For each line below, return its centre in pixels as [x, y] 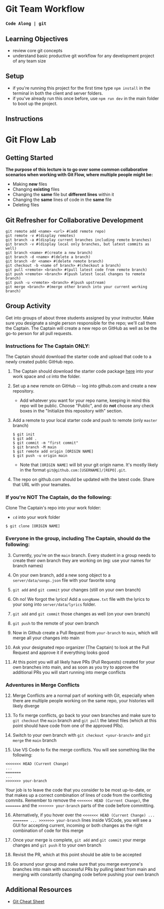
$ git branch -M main [34, 447]
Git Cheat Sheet [28, 901]
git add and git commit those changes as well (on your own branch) [81, 613]
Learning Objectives [37, 39]
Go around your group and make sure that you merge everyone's [78, 864]
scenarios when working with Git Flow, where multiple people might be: [79, 175]
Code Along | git [26, 24]
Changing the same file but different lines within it [63, 195]
